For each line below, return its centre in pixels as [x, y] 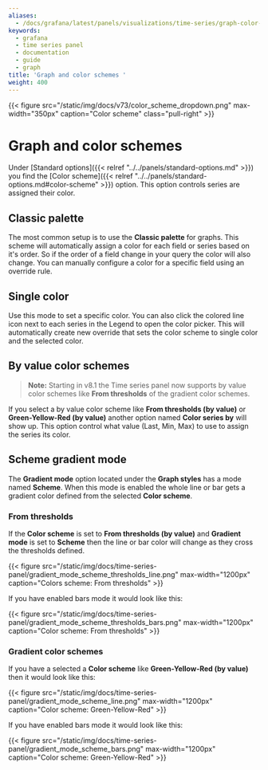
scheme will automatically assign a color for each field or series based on [129, 246]
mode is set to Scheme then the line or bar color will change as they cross [131, 542]
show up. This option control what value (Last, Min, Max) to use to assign [128, 426]
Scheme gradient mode [68, 460]
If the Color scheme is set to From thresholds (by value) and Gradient [125, 533]
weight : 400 [28, 82]
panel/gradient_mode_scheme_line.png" [75, 701]
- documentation [42, 53]
